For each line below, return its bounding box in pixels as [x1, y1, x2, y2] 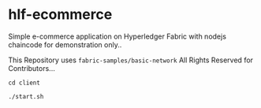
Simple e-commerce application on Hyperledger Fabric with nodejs [8, 32, 227, 41]
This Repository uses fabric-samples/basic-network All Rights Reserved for [8, 55, 254, 65]
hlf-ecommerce [8, 6, 113, 24]
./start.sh [8, 92, 44, 100]
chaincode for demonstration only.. [8, 39, 122, 49]
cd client [8, 79, 41, 87]
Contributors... [8, 63, 55, 73]
